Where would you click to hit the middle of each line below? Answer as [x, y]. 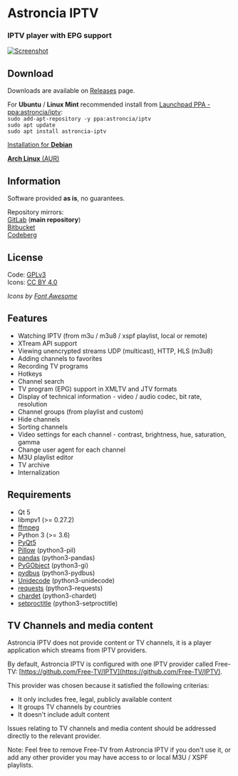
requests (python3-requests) [60, 588]
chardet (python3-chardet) [57, 595]
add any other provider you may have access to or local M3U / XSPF [108, 757]
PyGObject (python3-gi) [53, 565]
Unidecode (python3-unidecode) [66, 580]
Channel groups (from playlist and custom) [81, 412]
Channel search [41, 381]
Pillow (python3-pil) [47, 550]
